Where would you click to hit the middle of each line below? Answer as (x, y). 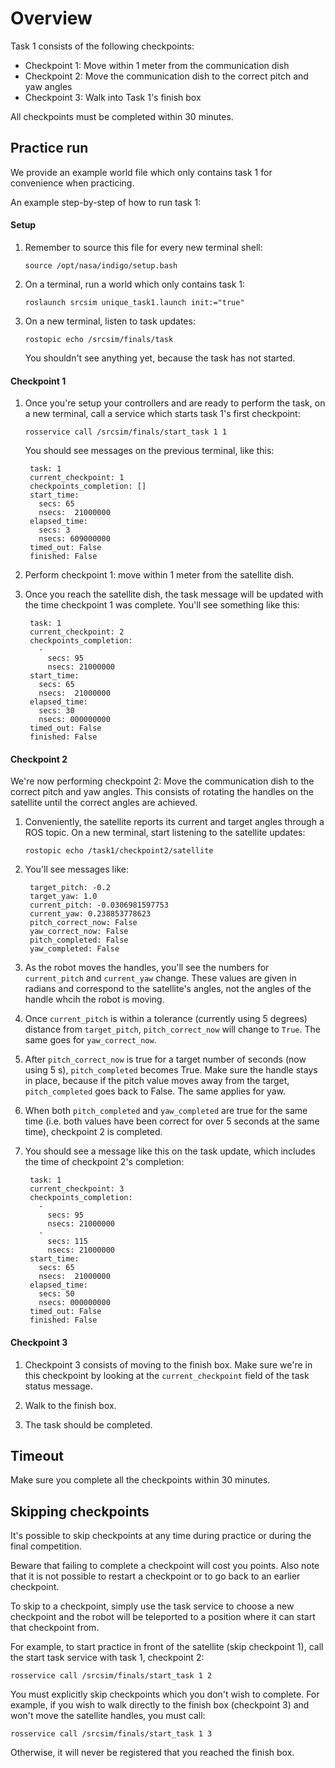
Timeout (37, 1455)
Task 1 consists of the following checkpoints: (102, 46)
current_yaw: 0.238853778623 (90, 914)
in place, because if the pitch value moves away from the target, (157, 1081)
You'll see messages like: (76, 869)
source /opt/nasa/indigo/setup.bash (101, 265)
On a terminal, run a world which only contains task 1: (134, 284)
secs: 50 (56, 1294)
